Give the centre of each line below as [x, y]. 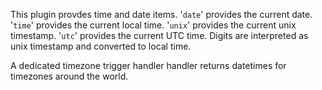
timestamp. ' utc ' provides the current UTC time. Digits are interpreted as [159, 35]
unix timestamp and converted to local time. [101, 46]
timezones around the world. [69, 76]
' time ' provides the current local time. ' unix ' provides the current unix [153, 25]
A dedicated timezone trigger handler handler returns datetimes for [148, 65]
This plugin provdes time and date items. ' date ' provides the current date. [161, 14]
